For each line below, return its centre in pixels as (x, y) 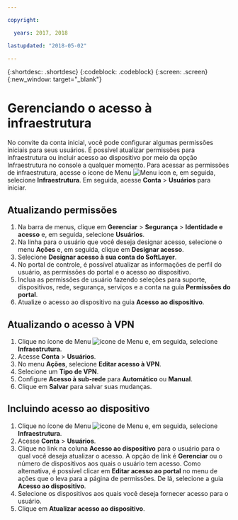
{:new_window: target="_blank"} (55, 79)
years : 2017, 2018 (41, 33)
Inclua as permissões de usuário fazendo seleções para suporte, (112, 279)
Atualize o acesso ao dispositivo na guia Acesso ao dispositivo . (111, 302)
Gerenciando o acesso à (80, 108)
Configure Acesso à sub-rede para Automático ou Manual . (105, 379)
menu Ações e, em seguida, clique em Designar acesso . (101, 250)
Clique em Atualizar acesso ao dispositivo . (81, 508)
